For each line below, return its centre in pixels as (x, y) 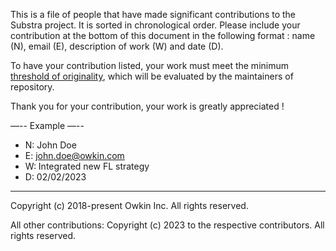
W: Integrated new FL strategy (87, 166)
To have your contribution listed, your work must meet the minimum (149, 65)
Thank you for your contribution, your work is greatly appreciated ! (147, 106)
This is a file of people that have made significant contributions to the (153, 14)
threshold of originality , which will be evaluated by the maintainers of (152, 76)
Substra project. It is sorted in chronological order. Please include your (155, 25)
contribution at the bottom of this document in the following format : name (163, 35)
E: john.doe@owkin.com (74, 155)
